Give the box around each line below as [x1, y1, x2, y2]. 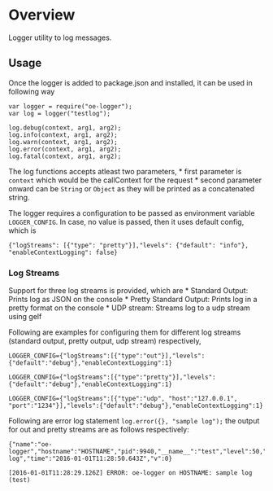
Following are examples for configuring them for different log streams [8, 327, 241, 337]
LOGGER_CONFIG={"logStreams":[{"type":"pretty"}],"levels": [8, 373, 217, 382]
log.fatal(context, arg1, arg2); [8, 152, 122, 160]
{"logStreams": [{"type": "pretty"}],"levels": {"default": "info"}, [8, 241, 249, 249]
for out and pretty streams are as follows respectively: [8, 425, 189, 435]
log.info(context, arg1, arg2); [8, 130, 118, 139]
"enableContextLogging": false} [8, 248, 118, 256]
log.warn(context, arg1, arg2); [8, 138, 118, 146]
